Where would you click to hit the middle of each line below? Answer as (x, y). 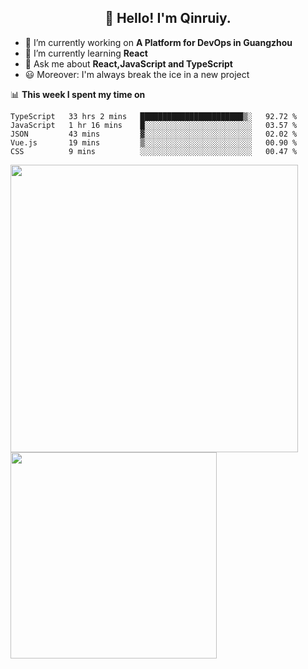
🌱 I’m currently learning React (86, 53)
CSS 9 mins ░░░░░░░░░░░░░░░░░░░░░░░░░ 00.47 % (154, 151)
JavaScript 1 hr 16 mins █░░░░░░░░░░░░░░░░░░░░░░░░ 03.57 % (154, 125)
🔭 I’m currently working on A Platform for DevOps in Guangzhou (158, 42)
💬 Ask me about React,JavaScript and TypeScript (128, 63)
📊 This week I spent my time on (78, 94)
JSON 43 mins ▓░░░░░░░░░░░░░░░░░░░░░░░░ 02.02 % (154, 134)
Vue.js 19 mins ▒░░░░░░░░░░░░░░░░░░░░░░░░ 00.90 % (154, 142)
